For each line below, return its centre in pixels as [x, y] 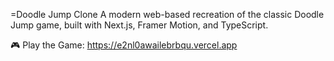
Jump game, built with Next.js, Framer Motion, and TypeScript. [139, 25]
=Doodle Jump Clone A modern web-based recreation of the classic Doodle [167, 14]
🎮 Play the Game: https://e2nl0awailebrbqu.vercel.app [124, 45]
